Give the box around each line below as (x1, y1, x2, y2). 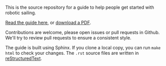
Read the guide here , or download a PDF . (5, 20, 91, 25)
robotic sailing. (5, 10, 37, 16)
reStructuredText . (5, 55, 42, 61)
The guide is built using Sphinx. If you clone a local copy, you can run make (5, 45, 161, 50)
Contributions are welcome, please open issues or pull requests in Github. (5, 29, 160, 35)
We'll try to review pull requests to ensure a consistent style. (5, 35, 131, 41)
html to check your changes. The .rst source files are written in (5, 50, 139, 56)
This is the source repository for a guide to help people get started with (5, 5, 154, 10)
